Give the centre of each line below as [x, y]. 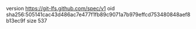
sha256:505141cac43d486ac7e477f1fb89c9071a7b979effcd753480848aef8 [98, 14]
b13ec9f [16, 21]
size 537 [37, 21]
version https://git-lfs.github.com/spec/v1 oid [61, 8]
